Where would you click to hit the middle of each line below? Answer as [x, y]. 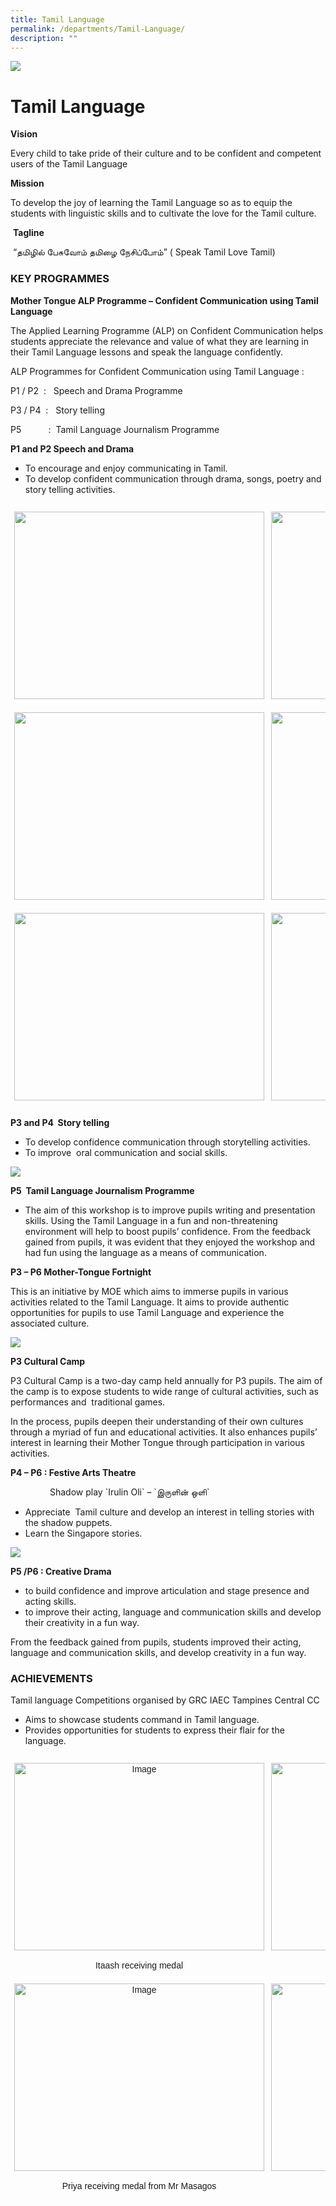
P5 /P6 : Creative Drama [61, 1571]
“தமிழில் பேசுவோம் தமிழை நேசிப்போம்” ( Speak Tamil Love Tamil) [144, 252]
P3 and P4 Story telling [60, 1122]
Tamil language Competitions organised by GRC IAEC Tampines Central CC [165, 1700]
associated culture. [50, 1323]
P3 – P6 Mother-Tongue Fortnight [81, 1272]
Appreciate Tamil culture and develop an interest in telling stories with [169, 1512]
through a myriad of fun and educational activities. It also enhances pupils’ [164, 1432]
